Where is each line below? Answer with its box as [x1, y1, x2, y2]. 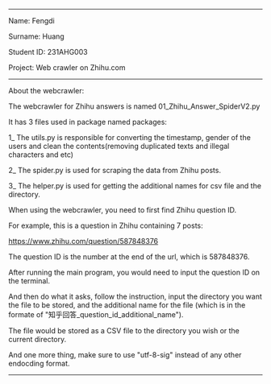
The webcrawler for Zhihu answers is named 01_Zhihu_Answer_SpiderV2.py [8, 101, 261, 111]
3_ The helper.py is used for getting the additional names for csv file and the [8, 181, 262, 190]
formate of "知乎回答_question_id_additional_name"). [8, 310, 184, 319]
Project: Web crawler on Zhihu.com [8, 63, 126, 72]
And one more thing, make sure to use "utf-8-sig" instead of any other [8, 350, 242, 359]
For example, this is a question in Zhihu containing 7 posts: [8, 221, 203, 230]
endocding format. [8, 359, 70, 368]
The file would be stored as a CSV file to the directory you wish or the [8, 326, 240, 335]
